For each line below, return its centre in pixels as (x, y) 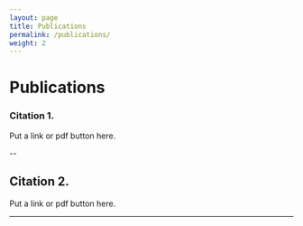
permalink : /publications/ (60, 34)
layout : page (34, 18)
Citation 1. (32, 116)
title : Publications (48, 26)
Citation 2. (39, 182)
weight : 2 (28, 43)
